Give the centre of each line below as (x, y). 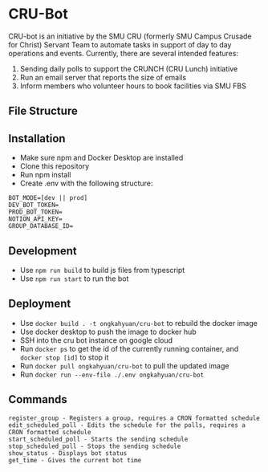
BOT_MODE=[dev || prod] (48, 198)
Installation (37, 138)
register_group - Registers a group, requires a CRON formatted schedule (134, 418)
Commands (38, 399)
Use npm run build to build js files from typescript (102, 270)
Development (43, 251)
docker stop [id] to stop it (64, 357)
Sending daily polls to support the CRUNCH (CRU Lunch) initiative (129, 68)
